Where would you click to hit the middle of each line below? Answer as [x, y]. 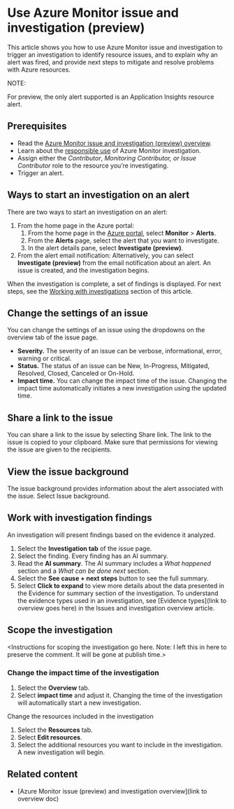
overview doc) [38, 798]
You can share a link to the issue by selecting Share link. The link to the [109, 435]
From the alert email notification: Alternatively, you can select [105, 255]
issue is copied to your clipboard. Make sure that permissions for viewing [112, 442]
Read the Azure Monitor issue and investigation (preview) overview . [114, 143]
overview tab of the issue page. [53, 337]
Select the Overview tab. [53, 688]
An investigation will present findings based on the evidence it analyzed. [111, 535]
